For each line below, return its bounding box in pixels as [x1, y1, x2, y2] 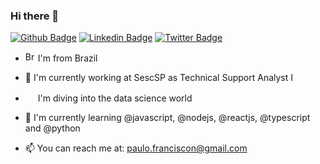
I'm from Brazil [37, 52, 98, 64]
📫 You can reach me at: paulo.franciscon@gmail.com [24, 142, 248, 154]
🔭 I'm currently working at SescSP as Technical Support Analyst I [24, 72, 294, 84]
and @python [24, 122, 81, 134]
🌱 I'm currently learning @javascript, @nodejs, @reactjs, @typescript [24, 112, 311, 124]
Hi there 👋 [10, 9, 60, 23]
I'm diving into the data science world [37, 92, 193, 104]
